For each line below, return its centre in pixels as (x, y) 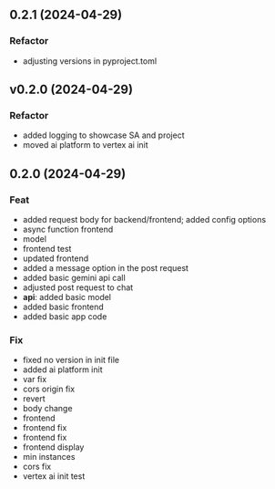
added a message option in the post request (106, 268)
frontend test (47, 249)
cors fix (37, 467)
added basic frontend (63, 307)
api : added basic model (67, 297)
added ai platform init (62, 369)
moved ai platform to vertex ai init (85, 145)
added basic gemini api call (74, 278)
